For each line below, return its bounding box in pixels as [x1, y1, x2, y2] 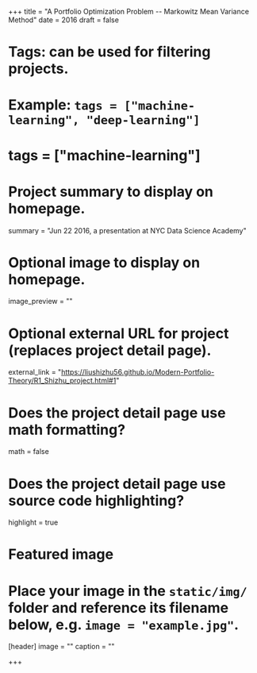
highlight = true [8, 517, 59, 527]
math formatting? [8, 421, 125, 439]
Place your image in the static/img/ [8, 582, 247, 600]
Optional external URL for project [8, 325, 229, 342]
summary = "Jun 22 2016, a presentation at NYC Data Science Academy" [8, 225, 247, 235]
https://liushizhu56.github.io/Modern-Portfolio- [60, 367, 215, 377]
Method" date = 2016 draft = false [8, 15, 119, 25]
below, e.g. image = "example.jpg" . [8, 615, 240, 633]
